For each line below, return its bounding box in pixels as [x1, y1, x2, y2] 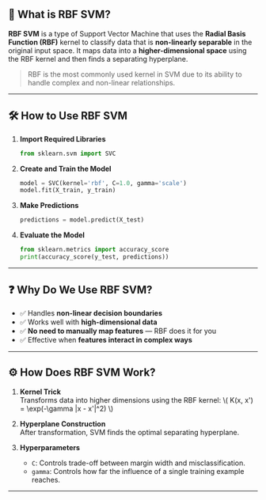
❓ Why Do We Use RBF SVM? [8, 283, 153, 297]
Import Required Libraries [19, 134, 106, 143]
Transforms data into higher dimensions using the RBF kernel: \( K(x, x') [19, 395, 253, 404]
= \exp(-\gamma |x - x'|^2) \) [19, 403, 114, 413]
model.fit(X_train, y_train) [19, 187, 116, 195]
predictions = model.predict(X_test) [19, 216, 145, 224]
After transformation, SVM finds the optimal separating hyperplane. [19, 427, 240, 437]
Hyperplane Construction [19, 419, 106, 428]
